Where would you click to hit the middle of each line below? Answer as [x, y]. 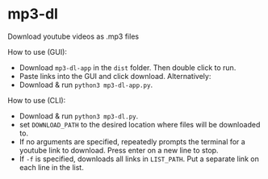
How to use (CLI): [37, 100]
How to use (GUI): [38, 52]
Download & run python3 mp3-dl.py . [79, 116]
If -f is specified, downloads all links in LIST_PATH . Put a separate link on [139, 159]
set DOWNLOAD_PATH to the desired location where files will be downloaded [140, 124]
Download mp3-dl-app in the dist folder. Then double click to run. [128, 67]
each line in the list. [51, 167]
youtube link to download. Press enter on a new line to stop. [119, 150]
